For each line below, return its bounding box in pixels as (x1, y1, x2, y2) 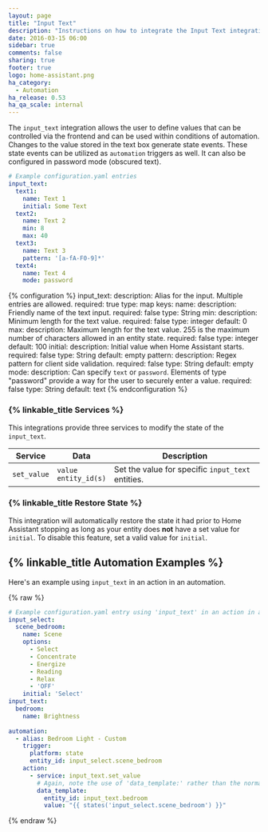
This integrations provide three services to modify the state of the (8, 422, 224, 432)
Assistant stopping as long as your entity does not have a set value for (8, 524, 240, 534)
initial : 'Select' (22, 690, 84, 698)
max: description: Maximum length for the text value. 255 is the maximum (8, 325, 250, 334)
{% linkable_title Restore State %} (8, 498, 143, 509)
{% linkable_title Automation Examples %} (8, 556, 224, 570)
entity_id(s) (57, 474, 106, 482)
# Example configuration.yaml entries (8, 173, 137, 181)
